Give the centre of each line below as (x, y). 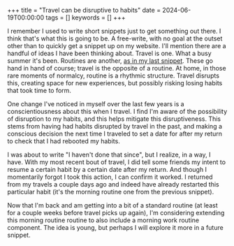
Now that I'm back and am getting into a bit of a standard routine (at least (112, 205)
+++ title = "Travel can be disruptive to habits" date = (84, 10)
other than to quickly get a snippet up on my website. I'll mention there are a (117, 46)
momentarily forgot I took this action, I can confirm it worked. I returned (110, 177)
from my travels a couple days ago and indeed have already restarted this (113, 184)
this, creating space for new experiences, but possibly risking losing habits (115, 83)
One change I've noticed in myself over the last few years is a (96, 104)
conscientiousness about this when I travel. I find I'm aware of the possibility (117, 111)
